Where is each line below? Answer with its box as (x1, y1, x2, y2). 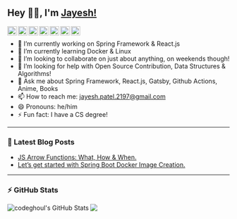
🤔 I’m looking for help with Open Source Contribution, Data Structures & (17, 61, 226, 70)
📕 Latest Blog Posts (7, 137, 75, 146)
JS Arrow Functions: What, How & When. (17, 153, 137, 162)
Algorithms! (17, 69, 51, 77)
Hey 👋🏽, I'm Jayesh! (7, 7, 97, 19)
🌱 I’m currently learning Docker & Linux (17, 46, 132, 55)
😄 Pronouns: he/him (17, 102, 78, 111)
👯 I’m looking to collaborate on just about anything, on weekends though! (17, 54, 230, 63)
